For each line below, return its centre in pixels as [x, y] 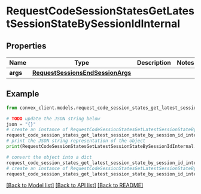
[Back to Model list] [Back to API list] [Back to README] [75, 185]
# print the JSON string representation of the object [76, 141]
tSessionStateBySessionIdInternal [93, 24]
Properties [26, 46]
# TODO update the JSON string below [53, 119]
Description [154, 63]
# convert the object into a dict [49, 157]
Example [23, 94]
